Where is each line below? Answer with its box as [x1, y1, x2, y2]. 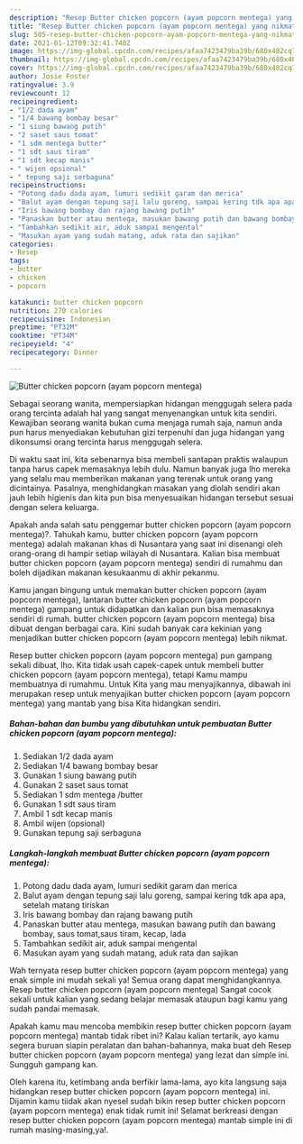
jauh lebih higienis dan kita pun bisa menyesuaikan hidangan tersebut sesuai [9, 492, 294, 503]
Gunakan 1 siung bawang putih [22, 770, 137, 781]
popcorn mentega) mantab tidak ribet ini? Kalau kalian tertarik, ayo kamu [9, 1030, 280, 1041]
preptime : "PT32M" [9, 323, 78, 332]
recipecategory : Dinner [9, 348, 99, 357]
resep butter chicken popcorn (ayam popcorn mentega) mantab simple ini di [9, 1114, 293, 1125]
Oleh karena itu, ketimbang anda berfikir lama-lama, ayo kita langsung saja [9, 1076, 287, 1087]
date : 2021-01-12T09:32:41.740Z [9, 38, 131, 48]
